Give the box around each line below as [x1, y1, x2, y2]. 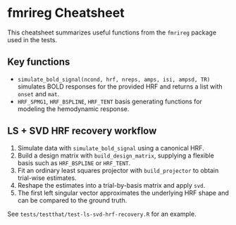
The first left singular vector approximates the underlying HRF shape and [17, 188, 229, 197]
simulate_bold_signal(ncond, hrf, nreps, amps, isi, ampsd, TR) [17, 76, 211, 83]
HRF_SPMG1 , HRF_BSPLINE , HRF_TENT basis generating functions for [17, 97, 203, 105]
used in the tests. [7, 35, 58, 44]
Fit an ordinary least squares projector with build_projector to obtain [17, 166, 219, 174]
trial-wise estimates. [17, 174, 77, 182]
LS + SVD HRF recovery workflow [7, 125, 157, 137]
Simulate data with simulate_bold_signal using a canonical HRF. [17, 143, 204, 152]
